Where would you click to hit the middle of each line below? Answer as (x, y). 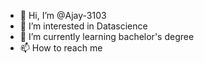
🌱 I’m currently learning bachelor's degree (107, 36)
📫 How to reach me (61, 48)
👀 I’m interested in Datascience (83, 26)
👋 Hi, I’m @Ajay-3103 (63, 15)
